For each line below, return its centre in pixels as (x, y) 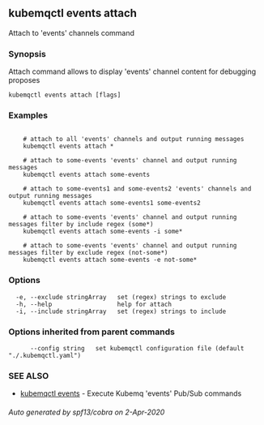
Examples (28, 115)
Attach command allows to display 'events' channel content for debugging (132, 71)
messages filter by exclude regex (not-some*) (88, 253)
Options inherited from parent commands (92, 332)
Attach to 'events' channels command (72, 32)
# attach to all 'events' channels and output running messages (134, 140)
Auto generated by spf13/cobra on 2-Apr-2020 (87, 412)
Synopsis (27, 54)
